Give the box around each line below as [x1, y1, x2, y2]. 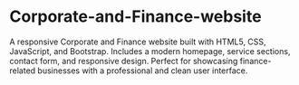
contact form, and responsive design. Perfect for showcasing [9, 55, 238, 66]
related [9, 65, 36, 76]
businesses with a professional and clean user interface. [37, 65, 248, 76]
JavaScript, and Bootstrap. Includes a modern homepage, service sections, [9, 45, 291, 56]
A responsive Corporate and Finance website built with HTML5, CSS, [9, 36, 266, 47]
